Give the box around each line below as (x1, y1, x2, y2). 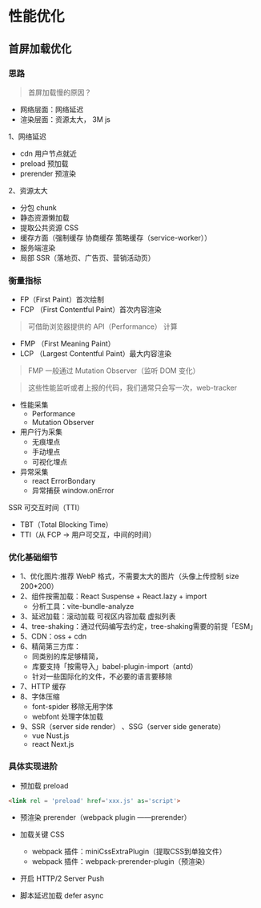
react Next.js (31, 740, 74, 749)
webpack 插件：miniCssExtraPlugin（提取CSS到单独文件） (31, 846, 227, 856)
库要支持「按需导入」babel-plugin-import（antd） (31, 662, 198, 671)
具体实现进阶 (8, 761, 58, 772)
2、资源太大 (8, 185, 48, 195)
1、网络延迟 (8, 132, 46, 141)
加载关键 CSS (19, 829, 65, 839)
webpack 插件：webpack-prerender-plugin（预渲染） (31, 856, 210, 866)
